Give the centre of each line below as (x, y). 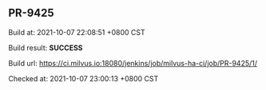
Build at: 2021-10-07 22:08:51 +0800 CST (77, 32)
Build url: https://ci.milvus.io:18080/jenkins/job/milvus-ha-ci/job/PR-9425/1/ (133, 63)
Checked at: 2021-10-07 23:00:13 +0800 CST (83, 78)
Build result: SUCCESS (46, 48)
